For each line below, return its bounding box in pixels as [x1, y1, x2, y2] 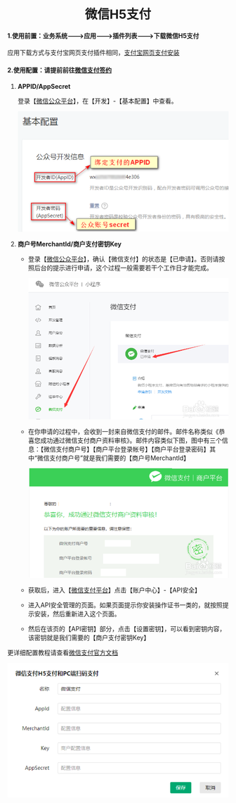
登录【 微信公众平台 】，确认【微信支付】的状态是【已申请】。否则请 [27, 255, 219, 263]
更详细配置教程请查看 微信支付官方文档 [7, 648, 118, 656]
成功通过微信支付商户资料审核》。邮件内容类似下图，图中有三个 [40, 436, 223, 444]
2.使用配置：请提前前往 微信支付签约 [7, 66, 112, 74]
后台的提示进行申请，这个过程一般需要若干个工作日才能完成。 [34, 263, 213, 272]
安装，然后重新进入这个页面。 [34, 609, 121, 618]
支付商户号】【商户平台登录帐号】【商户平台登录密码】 [55, 445, 210, 454]
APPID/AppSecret [17, 82, 71, 90]
